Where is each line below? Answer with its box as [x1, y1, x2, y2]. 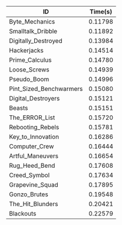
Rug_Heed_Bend [9, 162, 55, 169]
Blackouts [9, 210, 37, 217]
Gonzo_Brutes [9, 190, 48, 198]
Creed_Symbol [9, 171, 50, 179]
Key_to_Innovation [9, 133, 60, 141]
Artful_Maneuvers [9, 152, 59, 160]
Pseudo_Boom [9, 75, 50, 83]
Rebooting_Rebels [9, 123, 60, 131]
